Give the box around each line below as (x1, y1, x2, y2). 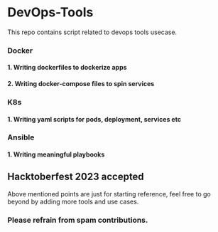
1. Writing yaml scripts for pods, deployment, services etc (7, 115, 182, 123)
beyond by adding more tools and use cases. (7, 197, 139, 206)
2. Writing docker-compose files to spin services (7, 80, 155, 88)
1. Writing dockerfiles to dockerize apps (7, 63, 127, 72)
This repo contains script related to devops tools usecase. (7, 28, 178, 36)
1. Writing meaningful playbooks (7, 150, 105, 159)
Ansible (7, 132, 35, 142)
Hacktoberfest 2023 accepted (7, 171, 144, 183)
